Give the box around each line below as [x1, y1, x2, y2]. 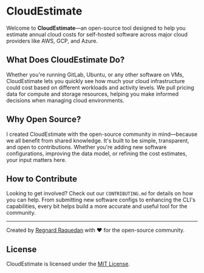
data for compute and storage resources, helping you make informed [6, 90, 179, 98]
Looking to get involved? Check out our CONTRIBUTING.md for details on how [6, 190, 193, 197]
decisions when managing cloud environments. [6, 96, 124, 104]
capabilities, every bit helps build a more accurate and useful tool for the [6, 203, 188, 210]
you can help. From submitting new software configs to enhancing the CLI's [6, 196, 196, 204]
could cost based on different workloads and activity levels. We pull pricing [6, 84, 194, 91]
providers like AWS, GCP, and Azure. [6, 37, 98, 44]
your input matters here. [6, 156, 67, 163]
